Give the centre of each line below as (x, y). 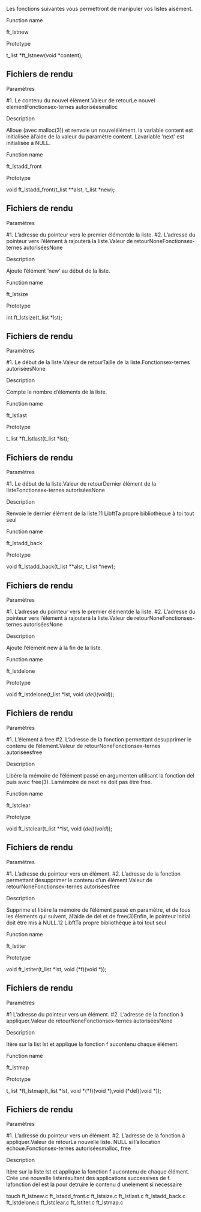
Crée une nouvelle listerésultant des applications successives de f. (88, 1178)
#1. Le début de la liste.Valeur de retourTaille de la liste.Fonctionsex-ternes (98, 362)
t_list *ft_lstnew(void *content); (44, 55)
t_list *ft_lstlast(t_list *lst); (37, 439)
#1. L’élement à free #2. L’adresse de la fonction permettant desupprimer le (99, 739)
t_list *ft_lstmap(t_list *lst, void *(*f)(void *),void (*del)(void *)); (84, 1090)
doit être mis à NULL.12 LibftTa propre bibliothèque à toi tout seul (86, 923)
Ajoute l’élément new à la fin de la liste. (54, 648)
